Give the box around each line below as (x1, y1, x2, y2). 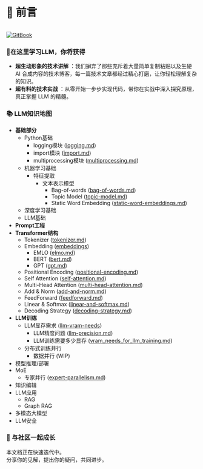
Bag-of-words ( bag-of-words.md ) (51, 186, 136, 194)
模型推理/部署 (15, 359, 50, 367)
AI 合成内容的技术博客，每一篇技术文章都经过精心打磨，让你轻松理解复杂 (15, 70, 198, 78)
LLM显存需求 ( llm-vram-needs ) (24, 322, 102, 329)
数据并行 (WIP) (33, 352, 71, 359)
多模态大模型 (15, 409, 47, 416)
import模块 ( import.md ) (33, 149, 92, 157)
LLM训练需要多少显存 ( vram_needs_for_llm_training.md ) (33, 337, 173, 344)
